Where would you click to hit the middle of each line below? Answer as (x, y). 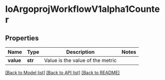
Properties (22, 38)
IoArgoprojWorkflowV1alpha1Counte (82, 9)
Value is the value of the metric (80, 60)
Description (80, 52)
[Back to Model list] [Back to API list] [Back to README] (62, 73)
